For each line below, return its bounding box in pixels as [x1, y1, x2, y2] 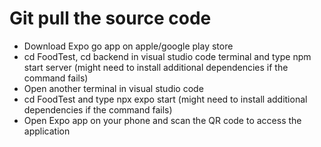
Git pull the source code [9, 7, 212, 30]
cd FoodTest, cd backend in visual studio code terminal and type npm [23, 50, 312, 62]
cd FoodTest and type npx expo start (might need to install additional [23, 93, 308, 105]
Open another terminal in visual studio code [23, 82, 204, 94]
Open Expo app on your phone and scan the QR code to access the [23, 114, 302, 126]
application [23, 125, 71, 137]
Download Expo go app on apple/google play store [23, 40, 234, 52]
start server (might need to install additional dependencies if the [23, 61, 289, 73]
